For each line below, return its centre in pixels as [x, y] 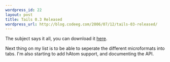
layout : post [19, 15]
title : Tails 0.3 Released [34, 19]
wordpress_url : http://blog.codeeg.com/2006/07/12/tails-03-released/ [81, 24]
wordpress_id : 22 [24, 10]
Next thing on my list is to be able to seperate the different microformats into [85, 48]
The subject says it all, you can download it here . [56, 39]
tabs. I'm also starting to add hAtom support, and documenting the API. [80, 54]
